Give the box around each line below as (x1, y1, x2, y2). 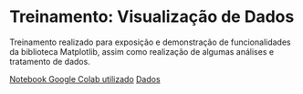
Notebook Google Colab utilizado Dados (9, 73, 162, 84)
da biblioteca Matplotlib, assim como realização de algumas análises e (9, 46, 275, 57)
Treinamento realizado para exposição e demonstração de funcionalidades (9, 37, 291, 47)
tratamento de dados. (9, 56, 91, 67)
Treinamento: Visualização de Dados (9, 6, 295, 27)
